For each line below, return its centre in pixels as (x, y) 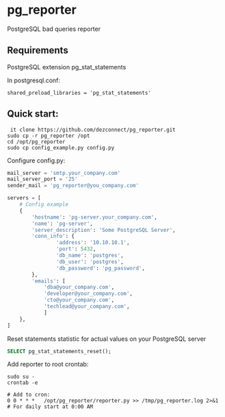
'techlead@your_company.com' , (87, 307)
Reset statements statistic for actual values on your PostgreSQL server (107, 339)
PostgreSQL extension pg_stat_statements (67, 67)
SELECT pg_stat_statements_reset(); (59, 351)
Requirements (38, 50)
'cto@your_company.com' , (79, 300)
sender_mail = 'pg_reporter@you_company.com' (73, 186)
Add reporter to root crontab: (48, 364)
